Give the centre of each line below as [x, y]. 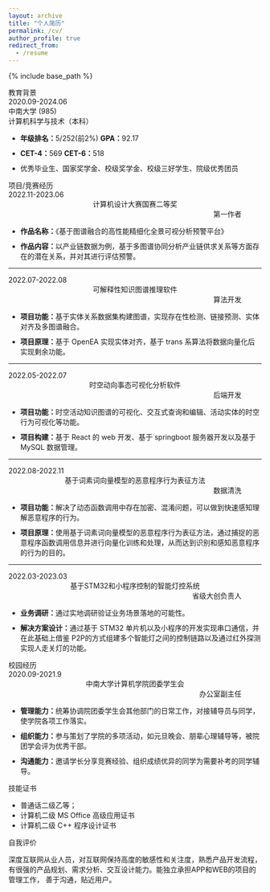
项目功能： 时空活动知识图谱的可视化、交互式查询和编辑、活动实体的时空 [139, 412]
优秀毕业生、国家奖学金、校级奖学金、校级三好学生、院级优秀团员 [129, 168]
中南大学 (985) [33, 111]
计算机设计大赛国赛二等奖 [135, 204]
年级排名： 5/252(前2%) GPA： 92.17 [79, 138]
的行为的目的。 [45, 552]
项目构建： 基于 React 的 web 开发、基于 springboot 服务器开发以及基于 [138, 437]
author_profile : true [45, 38]
